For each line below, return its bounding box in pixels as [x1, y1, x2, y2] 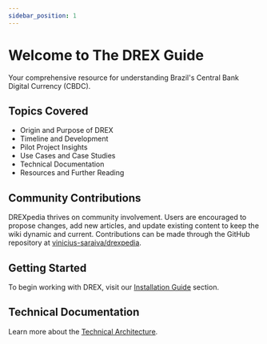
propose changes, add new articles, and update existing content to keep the [8, 221, 260, 230]
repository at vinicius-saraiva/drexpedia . [8, 238, 142, 248]
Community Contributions [8, 191, 141, 205]
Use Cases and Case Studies [19, 151, 116, 161]
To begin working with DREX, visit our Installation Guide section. [8, 282, 220, 292]
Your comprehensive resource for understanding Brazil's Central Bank [8, 73, 240, 82]
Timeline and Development [19, 134, 109, 144]
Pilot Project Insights [19, 142, 88, 152]
